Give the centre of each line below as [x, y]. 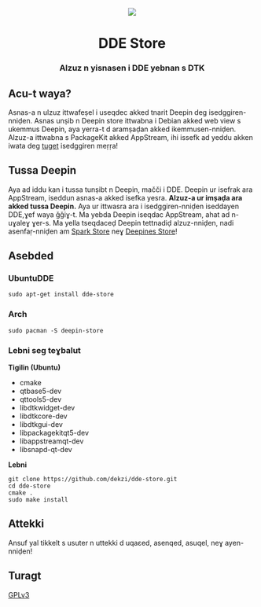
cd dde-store [29, 486]
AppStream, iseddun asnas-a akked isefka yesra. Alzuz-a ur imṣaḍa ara [125, 197]
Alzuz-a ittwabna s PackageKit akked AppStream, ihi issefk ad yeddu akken [131, 137]
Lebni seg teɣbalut [44, 350]
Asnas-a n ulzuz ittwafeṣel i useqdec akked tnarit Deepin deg [108, 112]
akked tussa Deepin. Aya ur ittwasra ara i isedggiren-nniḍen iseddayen [124, 206]
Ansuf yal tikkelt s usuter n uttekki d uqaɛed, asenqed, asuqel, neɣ [116, 543]
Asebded [31, 256]
